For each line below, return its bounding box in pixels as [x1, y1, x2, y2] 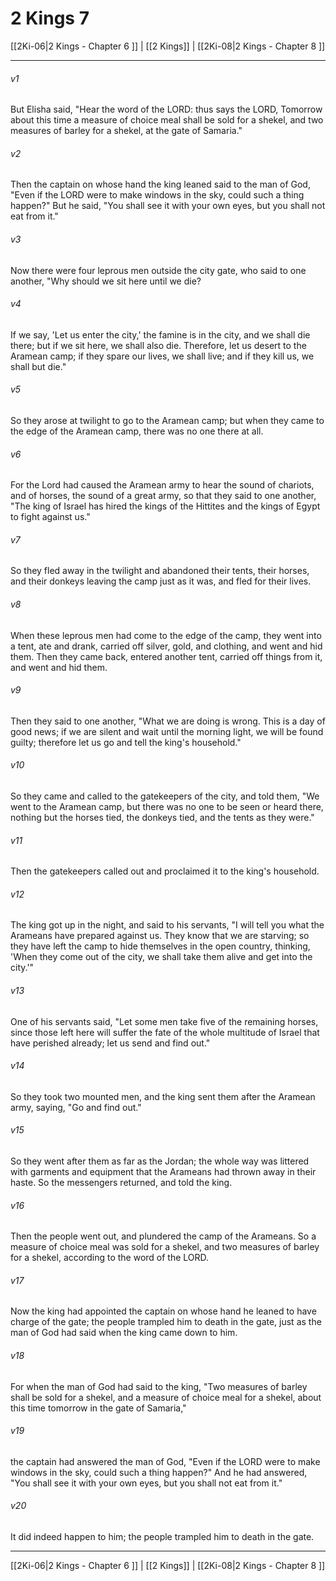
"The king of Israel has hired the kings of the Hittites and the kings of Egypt [10, 500, 321, 512]
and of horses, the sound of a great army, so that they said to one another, [10, 490, 317, 502]
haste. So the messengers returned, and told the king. [10, 1176, 233, 1188]
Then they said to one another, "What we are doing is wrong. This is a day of [10, 715, 326, 727]
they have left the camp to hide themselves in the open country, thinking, [10, 940, 311, 952]
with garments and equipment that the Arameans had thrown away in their [10, 1165, 317, 1177]
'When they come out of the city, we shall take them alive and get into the [10, 951, 313, 963]
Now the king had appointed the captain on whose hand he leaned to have [10, 1305, 317, 1317]
